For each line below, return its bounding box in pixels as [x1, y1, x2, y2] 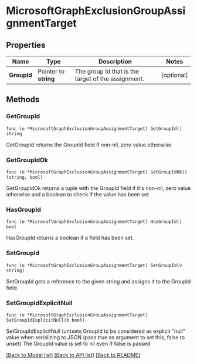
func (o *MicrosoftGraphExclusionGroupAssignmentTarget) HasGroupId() [6, 219, 182, 225]
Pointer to [38, 68, 65, 75]
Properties [6, 40, 46, 50]
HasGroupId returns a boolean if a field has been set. [6, 234, 134, 242]
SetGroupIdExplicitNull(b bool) [6, 317, 85, 323]
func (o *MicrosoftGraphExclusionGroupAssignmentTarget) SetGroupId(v [6, 262, 182, 268]
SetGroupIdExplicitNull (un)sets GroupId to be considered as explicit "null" [6, 328, 186, 335]
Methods [6, 95, 40, 105]
